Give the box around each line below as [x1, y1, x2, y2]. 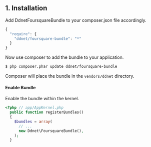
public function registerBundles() [9, 110, 84, 115]
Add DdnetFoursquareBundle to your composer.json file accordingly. [5, 17, 146, 23]
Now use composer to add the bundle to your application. [5, 54, 124, 60]
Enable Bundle [5, 84, 36, 90]
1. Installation [5, 4, 47, 12]
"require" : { [9, 31, 37, 36]
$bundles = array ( [14, 119, 52, 124]
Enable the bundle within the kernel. [5, 96, 79, 102]
